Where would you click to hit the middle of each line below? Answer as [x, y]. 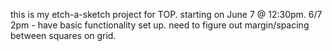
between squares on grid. [63, 35]
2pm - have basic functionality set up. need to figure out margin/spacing [160, 25]
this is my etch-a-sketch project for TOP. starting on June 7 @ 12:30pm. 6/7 [166, 14]
